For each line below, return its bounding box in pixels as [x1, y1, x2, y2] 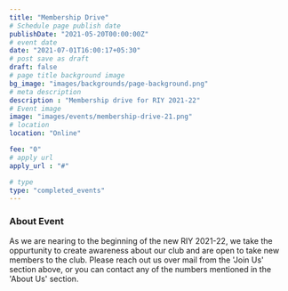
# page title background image [9, 71, 125, 80]
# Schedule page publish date [9, 21, 122, 30]
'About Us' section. [9, 273, 79, 284]
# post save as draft [9, 54, 90, 63]
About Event [9, 215, 64, 228]
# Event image [9, 104, 62, 113]
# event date [9, 37, 58, 47]
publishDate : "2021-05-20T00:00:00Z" [9, 29, 149, 38]
